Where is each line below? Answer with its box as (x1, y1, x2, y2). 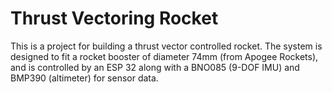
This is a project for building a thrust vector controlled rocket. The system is (10, 40, 323, 52)
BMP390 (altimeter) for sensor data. (10, 72, 159, 84)
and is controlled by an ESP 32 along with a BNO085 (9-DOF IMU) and (10, 61, 300, 73)
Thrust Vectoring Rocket (10, 7, 219, 30)
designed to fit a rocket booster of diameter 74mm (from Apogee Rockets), (10, 50, 319, 62)
